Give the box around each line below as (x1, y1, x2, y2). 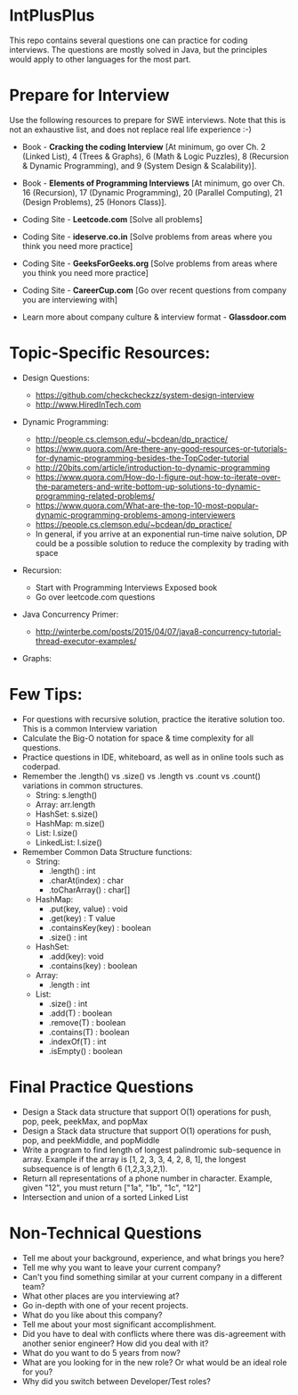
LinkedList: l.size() (35, 836, 102, 848)
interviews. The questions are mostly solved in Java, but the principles (9, 44, 268, 54)
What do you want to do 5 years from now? (21, 1347, 181, 1358)
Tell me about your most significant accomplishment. (21, 1318, 216, 1330)
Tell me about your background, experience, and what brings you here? (21, 1252, 285, 1263)
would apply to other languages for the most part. (9, 54, 191, 64)
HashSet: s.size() (35, 809, 99, 819)
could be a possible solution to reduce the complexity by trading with (35, 537, 289, 549)
